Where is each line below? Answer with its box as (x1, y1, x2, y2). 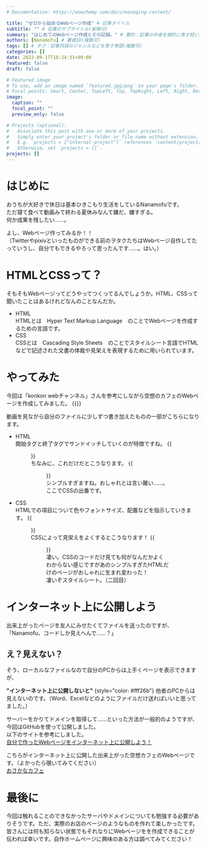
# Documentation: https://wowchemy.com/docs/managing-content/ (6, 9, 172, 15)
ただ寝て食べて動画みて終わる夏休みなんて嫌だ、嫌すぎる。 (6, 208, 156, 216)
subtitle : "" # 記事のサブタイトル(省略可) (6, 26, 109, 32)
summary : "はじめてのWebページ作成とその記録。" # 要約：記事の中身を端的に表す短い (6, 31, 199, 37)
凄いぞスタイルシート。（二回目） (45, 576, 130, 584)
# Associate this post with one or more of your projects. (6, 128, 166, 134)
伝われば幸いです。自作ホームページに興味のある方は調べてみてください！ (6, 835, 193, 842)
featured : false (6, 60, 48, 66)
